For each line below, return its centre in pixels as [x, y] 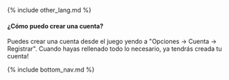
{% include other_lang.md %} [49, 10]
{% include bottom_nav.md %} [51, 70]
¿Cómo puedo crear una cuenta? [56, 26]
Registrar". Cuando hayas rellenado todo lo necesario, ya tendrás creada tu [114, 49]
